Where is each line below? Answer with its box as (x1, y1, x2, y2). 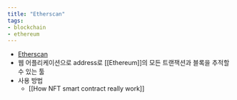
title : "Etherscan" (7, 10, 66, 18)
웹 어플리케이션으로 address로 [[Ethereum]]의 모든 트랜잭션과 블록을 (17, 59, 211, 67)
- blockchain (7, 24, 46, 31)
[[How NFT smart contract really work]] (28, 84, 145, 93)
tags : (7, 17, 24, 24)
